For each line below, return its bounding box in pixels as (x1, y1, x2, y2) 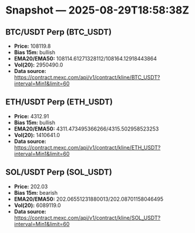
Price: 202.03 (14, 183, 48, 190)
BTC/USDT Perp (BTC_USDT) (5, 27, 112, 37)
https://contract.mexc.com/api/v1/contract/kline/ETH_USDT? (14, 144, 161, 151)
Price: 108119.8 (14, 42, 51, 49)
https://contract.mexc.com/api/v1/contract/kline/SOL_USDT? (14, 214, 161, 221)
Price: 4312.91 (14, 112, 49, 119)
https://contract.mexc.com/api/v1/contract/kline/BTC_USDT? (14, 74, 160, 81)
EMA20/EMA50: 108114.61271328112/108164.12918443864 (14, 55, 157, 62)
